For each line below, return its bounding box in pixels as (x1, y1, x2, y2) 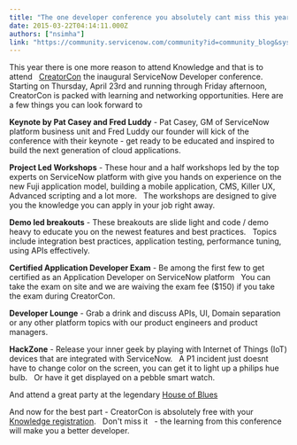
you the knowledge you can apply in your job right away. (9, 200, 216, 211)
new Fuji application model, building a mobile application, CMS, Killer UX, (9, 181, 276, 191)
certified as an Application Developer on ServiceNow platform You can (9, 272, 271, 283)
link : (9, 37, 29, 47)
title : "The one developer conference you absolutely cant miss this (9, 12, 271, 22)
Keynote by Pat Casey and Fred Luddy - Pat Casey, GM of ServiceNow (9, 117, 270, 128)
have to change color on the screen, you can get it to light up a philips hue (9, 363, 280, 373)
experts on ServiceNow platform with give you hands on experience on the (9, 172, 282, 183)
